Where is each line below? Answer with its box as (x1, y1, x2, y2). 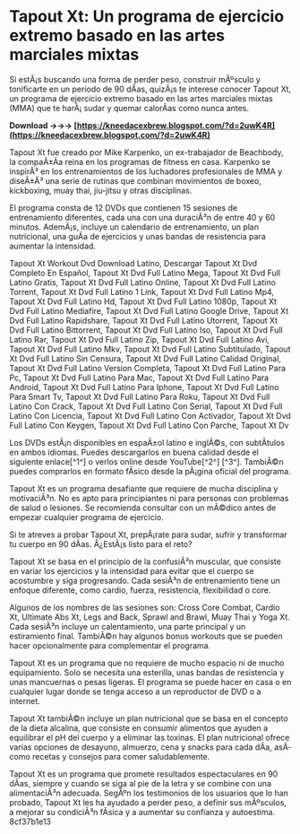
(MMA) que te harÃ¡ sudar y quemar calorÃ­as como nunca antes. (9, 102, 249, 113)
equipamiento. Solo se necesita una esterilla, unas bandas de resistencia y (9, 666, 285, 678)
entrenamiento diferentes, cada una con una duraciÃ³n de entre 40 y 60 (9, 212, 276, 222)
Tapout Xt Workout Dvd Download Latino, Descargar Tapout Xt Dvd (9, 257, 258, 268)
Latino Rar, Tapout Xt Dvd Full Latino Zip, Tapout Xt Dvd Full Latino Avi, (9, 334, 270, 344)
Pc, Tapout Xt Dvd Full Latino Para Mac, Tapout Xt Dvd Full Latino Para (9, 372, 270, 383)
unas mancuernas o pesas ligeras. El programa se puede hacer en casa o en (9, 676, 292, 687)
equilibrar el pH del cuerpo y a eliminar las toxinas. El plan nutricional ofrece (9, 732, 290, 743)
